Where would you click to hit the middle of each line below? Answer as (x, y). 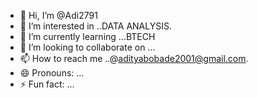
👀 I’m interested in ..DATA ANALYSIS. (95, 26)
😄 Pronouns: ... (52, 73)
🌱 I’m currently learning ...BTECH (87, 36)
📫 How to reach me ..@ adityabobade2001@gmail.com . (134, 58)
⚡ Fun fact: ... (47, 84)
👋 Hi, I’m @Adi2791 (58, 15)
